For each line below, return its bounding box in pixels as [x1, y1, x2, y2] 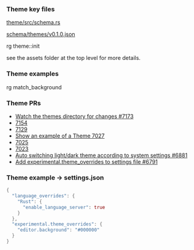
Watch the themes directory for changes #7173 [15, 112, 134, 120]
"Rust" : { [17, 198, 43, 205]
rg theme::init [6, 42, 40, 50]
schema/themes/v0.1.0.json [6, 31, 75, 38]
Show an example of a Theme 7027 [15, 132, 105, 139]
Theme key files [6, 5, 55, 13]
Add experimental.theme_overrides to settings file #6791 [15, 158, 158, 165]
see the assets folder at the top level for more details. [6, 54, 141, 62]
